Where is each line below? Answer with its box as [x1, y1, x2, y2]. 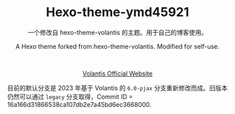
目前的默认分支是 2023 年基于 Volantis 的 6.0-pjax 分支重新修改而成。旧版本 [7, 83, 228, 92]
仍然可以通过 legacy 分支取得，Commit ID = [7, 92, 133, 101]
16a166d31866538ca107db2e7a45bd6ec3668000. [7, 100, 152, 108]
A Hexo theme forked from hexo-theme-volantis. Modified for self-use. [15, 42, 220, 50]
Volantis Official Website [83, 69, 152, 78]
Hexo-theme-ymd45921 [45, 4, 190, 20]
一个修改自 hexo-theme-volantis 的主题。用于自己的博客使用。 [27, 28, 208, 36]
